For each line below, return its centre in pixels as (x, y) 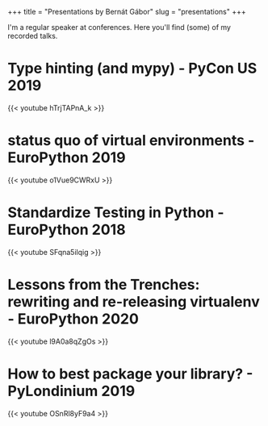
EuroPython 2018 (67, 230)
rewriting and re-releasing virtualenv (134, 302)
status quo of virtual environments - (131, 141)
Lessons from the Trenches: (104, 285)
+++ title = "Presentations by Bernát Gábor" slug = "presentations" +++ (127, 12)
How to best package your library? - (130, 374)
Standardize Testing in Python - (116, 213)
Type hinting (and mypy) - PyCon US (132, 69)
